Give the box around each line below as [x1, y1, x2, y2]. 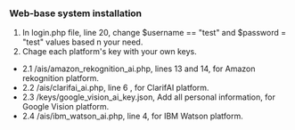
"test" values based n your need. [21, 37, 143, 47]
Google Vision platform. [21, 102, 110, 112]
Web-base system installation [9, 7, 143, 20]
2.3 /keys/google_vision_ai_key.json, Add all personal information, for [21, 92, 276, 102]
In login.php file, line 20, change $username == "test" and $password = [21, 28, 287, 38]
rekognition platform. [21, 73, 100, 84]
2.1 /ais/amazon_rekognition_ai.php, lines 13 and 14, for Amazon [21, 63, 256, 74]
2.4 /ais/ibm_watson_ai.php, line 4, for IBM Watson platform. [21, 110, 243, 122]
